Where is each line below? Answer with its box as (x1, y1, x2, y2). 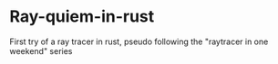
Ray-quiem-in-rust (9, 6, 155, 27)
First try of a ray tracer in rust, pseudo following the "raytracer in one (9, 36, 269, 47)
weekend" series (9, 45, 73, 56)
